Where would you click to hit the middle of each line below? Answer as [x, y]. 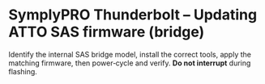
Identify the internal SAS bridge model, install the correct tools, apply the [130, 54]
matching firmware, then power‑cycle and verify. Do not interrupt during [130, 63]
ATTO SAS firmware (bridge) [107, 32]
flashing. [23, 71]
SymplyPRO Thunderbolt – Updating [133, 15]
